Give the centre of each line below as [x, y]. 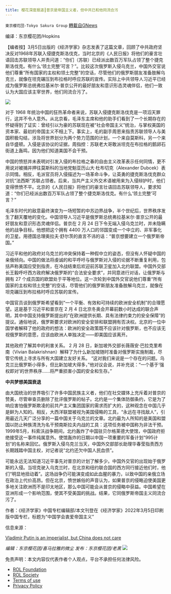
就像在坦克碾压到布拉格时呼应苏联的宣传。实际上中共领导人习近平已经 [92, 79]
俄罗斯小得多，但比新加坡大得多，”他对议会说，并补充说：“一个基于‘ [89, 364]
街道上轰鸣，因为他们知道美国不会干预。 [48, 150]
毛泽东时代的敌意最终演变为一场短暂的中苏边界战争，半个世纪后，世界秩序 [83, 211]
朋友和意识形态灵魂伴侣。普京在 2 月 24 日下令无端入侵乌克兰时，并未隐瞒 [88, 223]
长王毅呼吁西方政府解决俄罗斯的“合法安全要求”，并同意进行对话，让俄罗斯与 [85, 272]
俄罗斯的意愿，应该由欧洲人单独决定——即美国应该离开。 [70, 334]
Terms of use [26, 580]
